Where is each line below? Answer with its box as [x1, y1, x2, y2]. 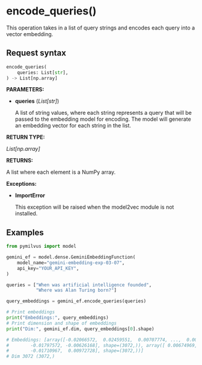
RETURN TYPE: [6, 133, 45, 141]
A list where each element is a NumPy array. [6, 168, 116, 176]
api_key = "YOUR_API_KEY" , [17, 265, 79, 271]
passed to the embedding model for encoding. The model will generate [14, 115, 191, 123]
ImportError [14, 192, 46, 199]
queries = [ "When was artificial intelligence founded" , [6, 281, 152, 288]
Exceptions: [6, 180, 37, 188]
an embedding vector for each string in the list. [14, 122, 131, 129]
